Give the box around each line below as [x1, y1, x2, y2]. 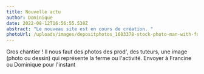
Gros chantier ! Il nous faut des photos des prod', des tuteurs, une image [6, 48, 188, 55]
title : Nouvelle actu [6, 8, 61, 15]
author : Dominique [6, 15, 53, 21]
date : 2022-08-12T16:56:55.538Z [6, 20, 88, 26]
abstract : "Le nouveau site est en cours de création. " [6, 25, 154, 32]
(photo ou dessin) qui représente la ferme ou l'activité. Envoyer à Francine [6, 55, 192, 62]
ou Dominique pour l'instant [6, 61, 76, 69]
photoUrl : [6, 32, 32, 38]
